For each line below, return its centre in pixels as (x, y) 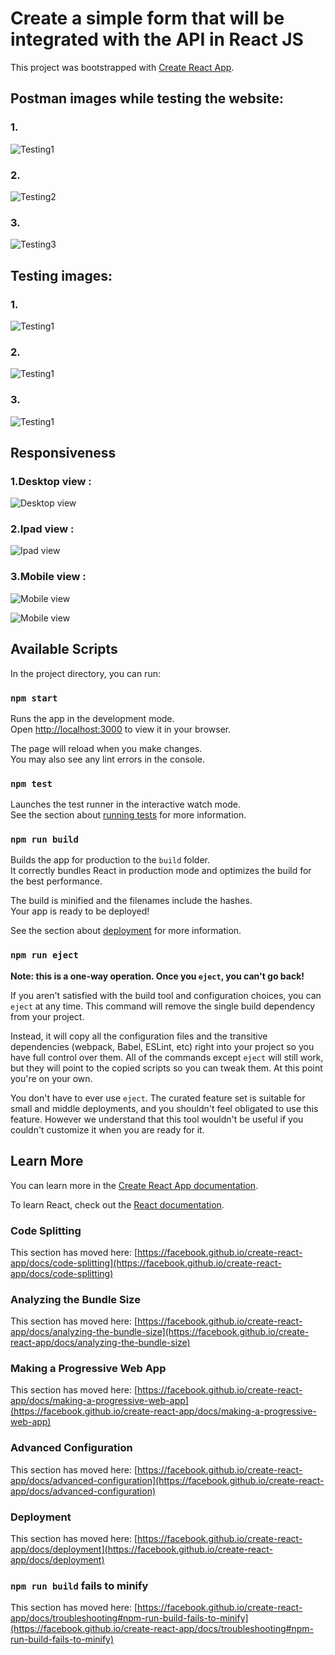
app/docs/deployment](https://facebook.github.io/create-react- (141, 1549)
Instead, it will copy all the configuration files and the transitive (139, 1036)
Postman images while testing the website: (147, 98)
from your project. (47, 1016)
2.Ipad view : (42, 529)
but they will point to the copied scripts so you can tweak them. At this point (166, 1068)
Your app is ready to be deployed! (80, 911)
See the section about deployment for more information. (126, 931)
